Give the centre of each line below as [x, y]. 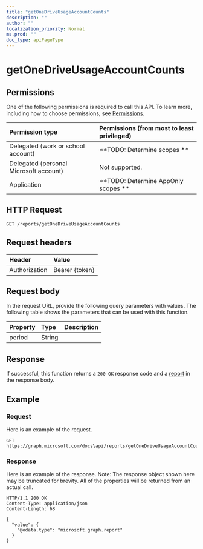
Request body [33, 291]
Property [22, 327]
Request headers [39, 243]
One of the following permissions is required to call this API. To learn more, [99, 107]
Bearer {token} [74, 270]
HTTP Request [34, 210]
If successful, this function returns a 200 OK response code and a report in [98, 374]
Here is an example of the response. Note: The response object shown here [101, 474]
